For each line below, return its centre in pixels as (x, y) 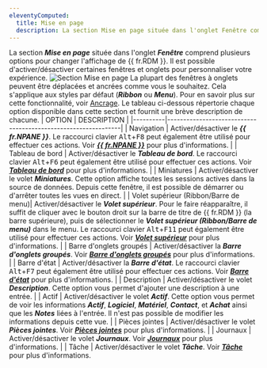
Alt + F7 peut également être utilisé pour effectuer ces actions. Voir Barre (129, 271)
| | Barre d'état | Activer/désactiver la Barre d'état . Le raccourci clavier (124, 263)
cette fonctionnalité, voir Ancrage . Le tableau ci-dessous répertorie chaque (132, 103)
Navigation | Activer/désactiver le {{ (187, 128)
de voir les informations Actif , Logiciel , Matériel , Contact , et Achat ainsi (128, 305)
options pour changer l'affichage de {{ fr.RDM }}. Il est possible (112, 61)
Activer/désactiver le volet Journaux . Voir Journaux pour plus (111, 339)
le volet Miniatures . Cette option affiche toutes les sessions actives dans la (132, 179)
